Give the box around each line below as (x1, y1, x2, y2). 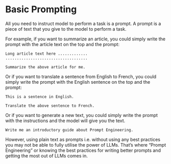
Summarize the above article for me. (5, 64, 86, 69)
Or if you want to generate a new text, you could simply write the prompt (5, 112, 158, 118)
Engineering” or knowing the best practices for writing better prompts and (5, 147, 161, 153)
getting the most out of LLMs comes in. (5, 152, 88, 159)
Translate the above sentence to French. (5, 103, 95, 108)
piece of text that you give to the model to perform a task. (5, 26, 127, 32)
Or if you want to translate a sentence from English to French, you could (5, 73, 157, 80)
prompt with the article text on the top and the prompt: (5, 41, 120, 47)
